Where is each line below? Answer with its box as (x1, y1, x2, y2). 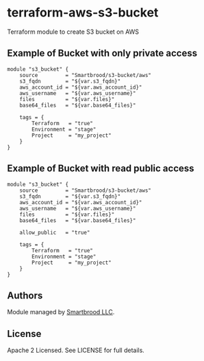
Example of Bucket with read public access (7, 163, 194, 175)
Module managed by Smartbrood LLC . (7, 308, 115, 316)
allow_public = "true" (19, 229, 90, 236)
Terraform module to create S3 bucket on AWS (7, 28, 139, 36)
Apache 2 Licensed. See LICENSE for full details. (7, 346, 145, 355)
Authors (7, 289, 43, 301)
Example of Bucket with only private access (7, 47, 197, 59)
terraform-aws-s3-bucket (7, 5, 159, 21)
